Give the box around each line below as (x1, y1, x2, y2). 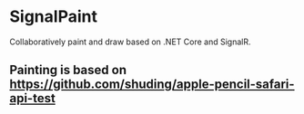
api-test (9, 90, 56, 106)
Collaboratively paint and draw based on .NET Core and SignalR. (9, 36, 251, 47)
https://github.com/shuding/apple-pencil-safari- (9, 77, 295, 92)
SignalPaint (9, 6, 98, 27)
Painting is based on (9, 62, 127, 78)
